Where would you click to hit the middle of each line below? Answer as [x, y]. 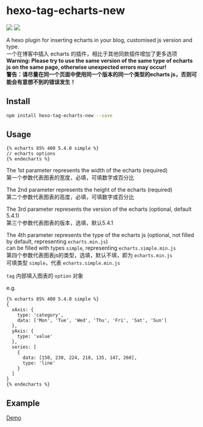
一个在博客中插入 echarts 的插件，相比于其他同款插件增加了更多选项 [92, 54]
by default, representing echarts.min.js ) [57, 242]
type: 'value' [35, 337]
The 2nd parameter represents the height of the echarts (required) [89, 190]
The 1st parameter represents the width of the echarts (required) [87, 171]
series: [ [24, 347]
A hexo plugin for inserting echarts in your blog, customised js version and [99, 40]
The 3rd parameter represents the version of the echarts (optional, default [99, 209]
